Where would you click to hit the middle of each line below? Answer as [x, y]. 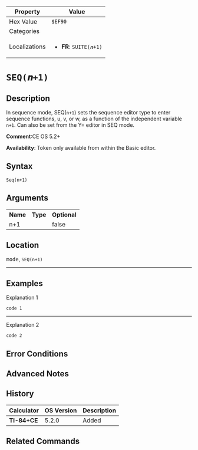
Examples [24, 283]
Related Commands [43, 441]
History [20, 394]
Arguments [27, 198]
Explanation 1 [22, 298]
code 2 [14, 336]
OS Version [61, 410]
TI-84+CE [24, 420]
